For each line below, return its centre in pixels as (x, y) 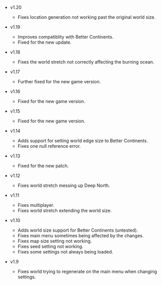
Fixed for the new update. (45, 42)
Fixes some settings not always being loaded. (65, 252)
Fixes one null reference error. (49, 146)
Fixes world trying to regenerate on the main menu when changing (87, 272)
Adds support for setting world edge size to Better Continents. (83, 141)
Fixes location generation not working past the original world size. (87, 17)
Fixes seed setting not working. (51, 246)
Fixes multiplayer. (36, 205)
